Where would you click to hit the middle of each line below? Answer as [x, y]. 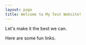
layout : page [19, 10]
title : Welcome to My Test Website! [43, 14]
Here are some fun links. [30, 38]
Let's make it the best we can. [36, 28]
